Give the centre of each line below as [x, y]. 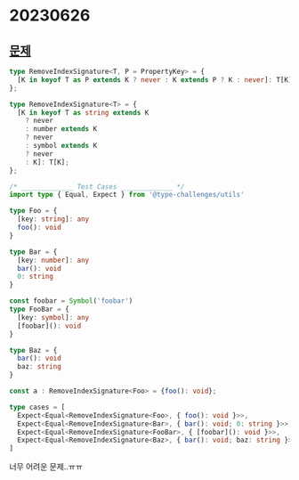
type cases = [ [37, 407]
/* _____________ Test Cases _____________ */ [97, 187]
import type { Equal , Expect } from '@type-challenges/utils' [127, 195]
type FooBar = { [39, 309]
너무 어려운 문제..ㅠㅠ [46, 467]
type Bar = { [33, 252]
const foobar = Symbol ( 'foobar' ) [71, 301]
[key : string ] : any [53, 219]
